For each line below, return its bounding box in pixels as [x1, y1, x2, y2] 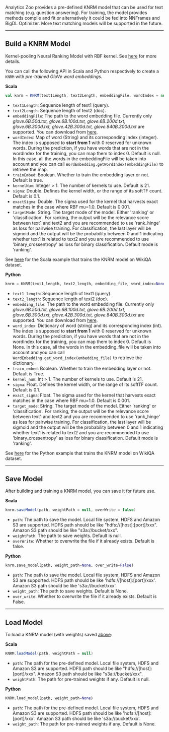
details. [5, 58, 21, 64]
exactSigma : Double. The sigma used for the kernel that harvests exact [12, 198, 158, 205]
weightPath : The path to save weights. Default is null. [12, 533, 122, 539]
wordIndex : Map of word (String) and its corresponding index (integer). [12, 134, 158, 140]
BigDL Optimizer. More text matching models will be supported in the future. [5, 20, 163, 26]
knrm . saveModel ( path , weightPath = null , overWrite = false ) [5, 507, 136, 513]
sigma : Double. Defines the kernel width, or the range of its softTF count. [12, 187, 162, 193]
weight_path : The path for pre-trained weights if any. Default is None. [12, 720, 156, 727]
